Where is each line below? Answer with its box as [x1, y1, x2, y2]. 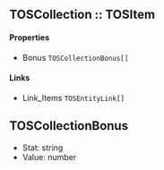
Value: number [22, 151, 77, 162]
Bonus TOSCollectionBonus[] [22, 52, 129, 63]
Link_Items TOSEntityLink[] [22, 92, 125, 103]
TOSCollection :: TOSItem [9, 7, 155, 22]
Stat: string [22, 142, 64, 153]
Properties [9, 31, 50, 43]
